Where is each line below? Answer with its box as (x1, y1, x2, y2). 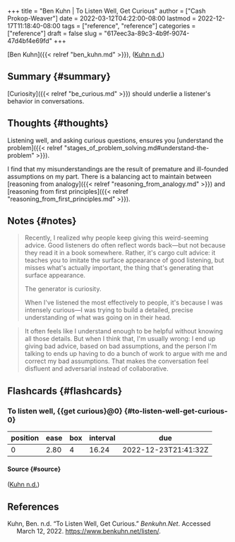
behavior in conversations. (7, 97, 85, 105)
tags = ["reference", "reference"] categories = (61, 22, 196, 30)
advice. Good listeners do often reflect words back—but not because (24, 241, 226, 250)
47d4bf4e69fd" (7, 37, 53, 45)
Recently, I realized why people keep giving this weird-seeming (24, 233, 209, 242)
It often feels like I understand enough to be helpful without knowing (24, 327, 224, 335)
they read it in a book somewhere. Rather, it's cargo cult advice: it (24, 249, 216, 257)
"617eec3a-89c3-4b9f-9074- (104, 29, 190, 37)
